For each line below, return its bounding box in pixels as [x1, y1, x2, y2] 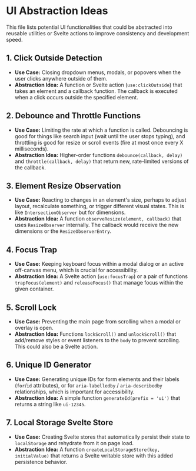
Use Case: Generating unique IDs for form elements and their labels [14, 375, 180, 383]
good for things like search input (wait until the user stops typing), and [14, 132, 185, 139]
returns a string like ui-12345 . [14, 400, 86, 407]
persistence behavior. [14, 458, 68, 465]
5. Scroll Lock [6, 302, 57, 312]
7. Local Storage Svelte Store [6, 417, 114, 427]
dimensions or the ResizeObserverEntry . [14, 228, 112, 235]
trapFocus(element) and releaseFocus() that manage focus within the [14, 279, 184, 286]
